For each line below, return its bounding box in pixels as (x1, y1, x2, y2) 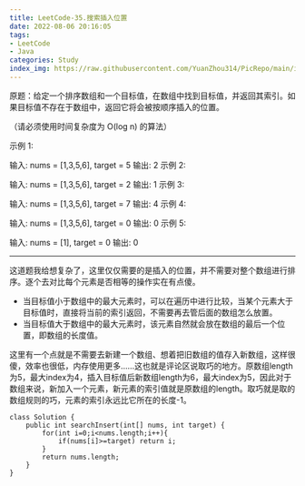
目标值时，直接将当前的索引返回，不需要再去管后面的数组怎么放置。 (22, 307, 278, 318)
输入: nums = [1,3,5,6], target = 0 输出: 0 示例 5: (9, 218, 187, 228)
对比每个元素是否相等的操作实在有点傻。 (48, 276, 201, 287)
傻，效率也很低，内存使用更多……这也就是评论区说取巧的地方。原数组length (9, 360, 293, 371)
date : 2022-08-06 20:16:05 (9, 22, 112, 31)
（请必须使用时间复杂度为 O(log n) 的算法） (9, 120, 172, 132)
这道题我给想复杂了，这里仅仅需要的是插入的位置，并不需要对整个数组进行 (9, 265, 288, 276)
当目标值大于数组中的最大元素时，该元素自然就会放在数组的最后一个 (22, 318, 278, 329)
